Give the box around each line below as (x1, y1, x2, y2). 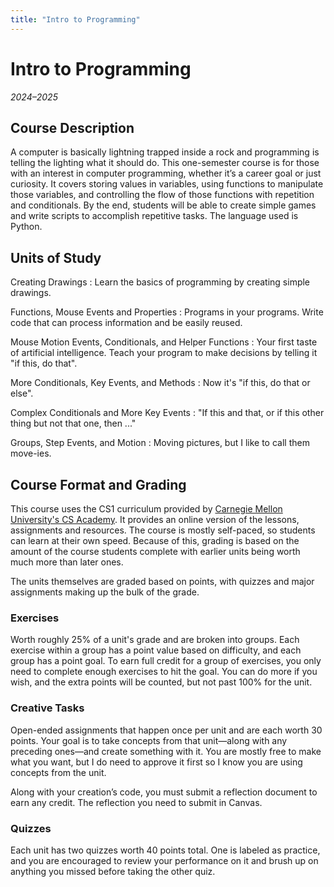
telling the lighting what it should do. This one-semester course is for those (10, 157, 320, 169)
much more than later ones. (10, 556, 124, 568)
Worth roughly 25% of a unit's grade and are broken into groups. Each (10, 634, 300, 646)
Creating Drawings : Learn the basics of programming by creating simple (10, 276, 311, 288)
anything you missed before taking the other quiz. (10, 865, 216, 877)
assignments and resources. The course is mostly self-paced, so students (10, 524, 316, 536)
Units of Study (10, 249, 102, 266)
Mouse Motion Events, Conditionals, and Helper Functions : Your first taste (10, 336, 318, 348)
